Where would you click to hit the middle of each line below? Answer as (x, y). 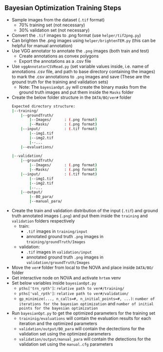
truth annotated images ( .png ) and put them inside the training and (80, 216)
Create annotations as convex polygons (59, 56)
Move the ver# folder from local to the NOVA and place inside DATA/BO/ (82, 268)
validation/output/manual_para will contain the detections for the (85, 339)
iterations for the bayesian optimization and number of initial (86, 304)
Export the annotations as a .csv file (55, 61)
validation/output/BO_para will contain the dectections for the (82, 329)
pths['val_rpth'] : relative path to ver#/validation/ (74, 294)
